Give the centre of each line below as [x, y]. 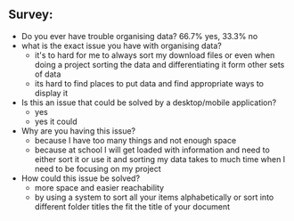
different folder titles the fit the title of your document [132, 206]
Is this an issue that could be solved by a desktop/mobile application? [149, 102]
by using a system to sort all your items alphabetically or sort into [154, 197]
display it [51, 93]
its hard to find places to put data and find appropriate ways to [149, 83]
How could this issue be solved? [80, 178]
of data [48, 74]
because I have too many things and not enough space [135, 140]
